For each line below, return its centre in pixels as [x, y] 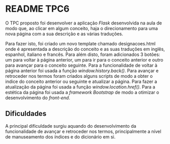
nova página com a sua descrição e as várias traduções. [64, 34]
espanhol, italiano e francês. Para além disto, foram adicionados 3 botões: [83, 54]
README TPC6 [37, 9]
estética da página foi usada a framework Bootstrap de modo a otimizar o [82, 92]
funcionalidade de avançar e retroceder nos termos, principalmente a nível [83, 131]
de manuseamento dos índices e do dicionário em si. [60, 137]
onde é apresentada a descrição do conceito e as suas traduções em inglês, [85, 49]
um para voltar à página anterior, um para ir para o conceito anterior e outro [84, 60]
